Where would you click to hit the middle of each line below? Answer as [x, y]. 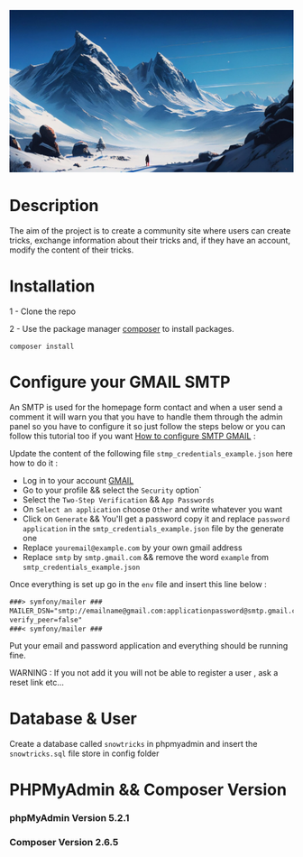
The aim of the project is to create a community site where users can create [150, 230]
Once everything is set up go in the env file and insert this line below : [138, 584]
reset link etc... [37, 682]
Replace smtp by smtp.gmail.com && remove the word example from [145, 557]
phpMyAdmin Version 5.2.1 [69, 817]
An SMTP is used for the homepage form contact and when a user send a [146, 407]
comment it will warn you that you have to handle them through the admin [146, 417]
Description [54, 206]
